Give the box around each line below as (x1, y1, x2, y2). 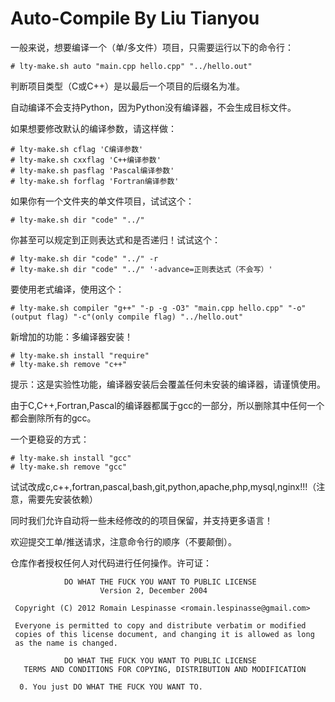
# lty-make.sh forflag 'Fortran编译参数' (10, 176, 180, 186)
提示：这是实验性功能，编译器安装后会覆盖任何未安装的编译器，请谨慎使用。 (10, 378, 326, 390)
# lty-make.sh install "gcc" (10, 453, 132, 463)
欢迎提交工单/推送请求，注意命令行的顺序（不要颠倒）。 (10, 535, 238, 547)
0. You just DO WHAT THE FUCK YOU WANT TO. (19, 682, 203, 692)
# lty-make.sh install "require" (10, 350, 150, 361)
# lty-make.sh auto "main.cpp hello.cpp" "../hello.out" (10, 61, 253, 71)
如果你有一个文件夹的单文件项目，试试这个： (10, 195, 195, 207)
